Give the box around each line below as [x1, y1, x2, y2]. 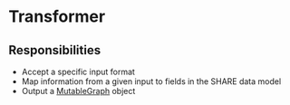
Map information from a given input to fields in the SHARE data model [21, 76, 282, 87]
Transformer [8, 6, 106, 27]
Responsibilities [8, 43, 101, 58]
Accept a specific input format [21, 66, 135, 77]
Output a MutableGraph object [21, 86, 136, 96]
